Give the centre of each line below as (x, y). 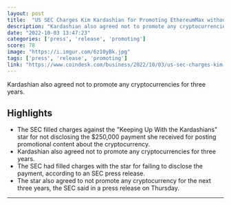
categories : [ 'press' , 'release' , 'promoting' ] (77, 39)
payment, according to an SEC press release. (81, 173)
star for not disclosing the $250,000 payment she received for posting (117, 137)
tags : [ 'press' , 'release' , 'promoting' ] (67, 58)
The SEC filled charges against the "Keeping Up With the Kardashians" (117, 130)
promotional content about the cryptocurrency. (83, 144)
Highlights (30, 113)
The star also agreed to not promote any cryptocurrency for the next (114, 181)
